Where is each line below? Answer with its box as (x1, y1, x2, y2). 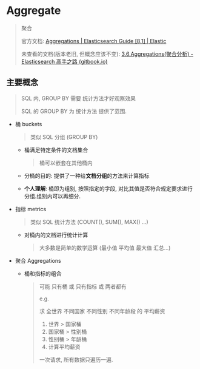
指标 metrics (15, 205, 47, 212)
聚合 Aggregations (15, 257, 62, 264)
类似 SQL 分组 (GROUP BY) (30, 133, 98, 140)
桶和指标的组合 (24, 269, 62, 277)
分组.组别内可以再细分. (24, 192, 81, 200)
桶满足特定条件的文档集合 (24, 146, 88, 154)
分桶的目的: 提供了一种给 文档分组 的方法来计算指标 (24, 172, 150, 179)
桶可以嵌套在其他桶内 (39, 159, 93, 166)
